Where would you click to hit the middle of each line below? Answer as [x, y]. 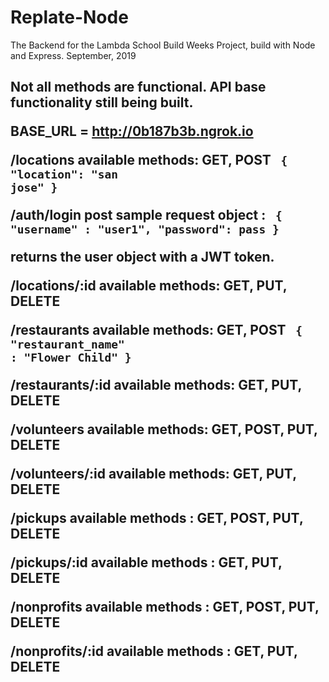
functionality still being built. [102, 102]
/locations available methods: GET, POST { [149, 160]
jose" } [34, 188]
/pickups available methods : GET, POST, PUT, [157, 518]
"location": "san [64, 174]
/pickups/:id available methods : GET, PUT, [146, 562]
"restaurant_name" [67, 344]
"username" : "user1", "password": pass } [145, 229]
